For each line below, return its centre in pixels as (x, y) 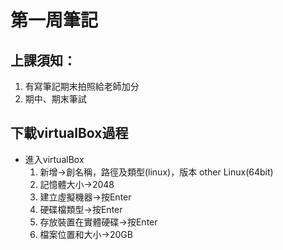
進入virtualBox (54, 159)
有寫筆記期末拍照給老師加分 (82, 86)
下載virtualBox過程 (69, 133)
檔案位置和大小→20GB (86, 234)
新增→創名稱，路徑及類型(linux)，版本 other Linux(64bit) (156, 172)
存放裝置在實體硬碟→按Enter (98, 222)
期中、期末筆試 (55, 99)
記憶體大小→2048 (77, 184)
